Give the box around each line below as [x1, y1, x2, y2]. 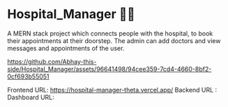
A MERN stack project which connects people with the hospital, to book [7, 29, 213, 38]
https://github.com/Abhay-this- [7, 57, 97, 65]
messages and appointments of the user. [7, 44, 125, 52]
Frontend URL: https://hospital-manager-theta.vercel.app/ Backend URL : [7, 85, 218, 94]
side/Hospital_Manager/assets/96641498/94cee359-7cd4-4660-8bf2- [7, 65, 212, 73]
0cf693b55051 [7, 72, 50, 81]
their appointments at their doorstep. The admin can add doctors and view [7, 36, 221, 44]
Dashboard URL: [7, 93, 54, 101]
